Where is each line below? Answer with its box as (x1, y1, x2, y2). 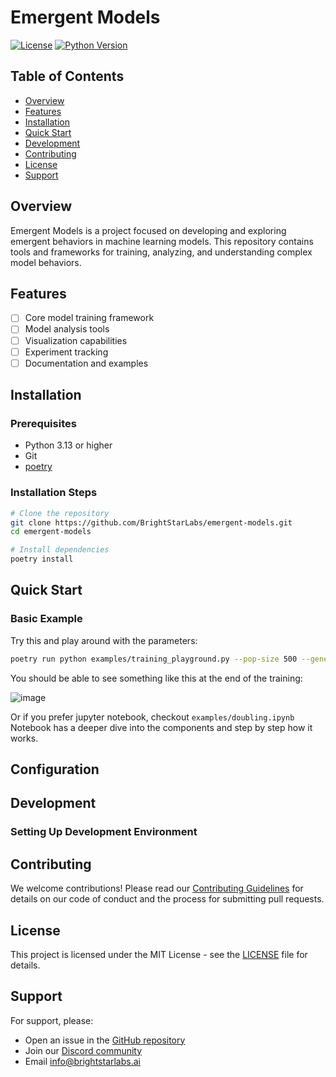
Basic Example (10, 612, 83, 626)
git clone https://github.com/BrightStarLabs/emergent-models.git (10, 517, 293, 528)
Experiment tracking (24, 346, 109, 358)
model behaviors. (10, 256, 82, 268)
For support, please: (10, 1014, 94, 1026)
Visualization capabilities (24, 334, 128, 346)
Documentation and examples (24, 357, 149, 369)
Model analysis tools (24, 323, 110, 335)
